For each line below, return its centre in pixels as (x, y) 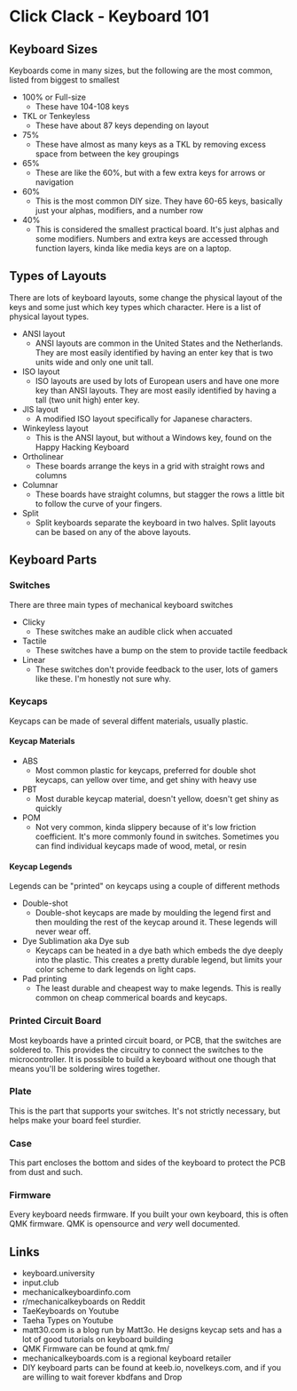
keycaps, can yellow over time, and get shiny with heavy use (146, 780)
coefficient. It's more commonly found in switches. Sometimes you (157, 836)
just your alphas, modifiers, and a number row (119, 210)
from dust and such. (46, 1172)
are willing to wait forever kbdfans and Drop (102, 1377)
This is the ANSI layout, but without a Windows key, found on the (153, 437)
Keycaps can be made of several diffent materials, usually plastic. (129, 721)
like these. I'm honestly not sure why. (103, 678)
